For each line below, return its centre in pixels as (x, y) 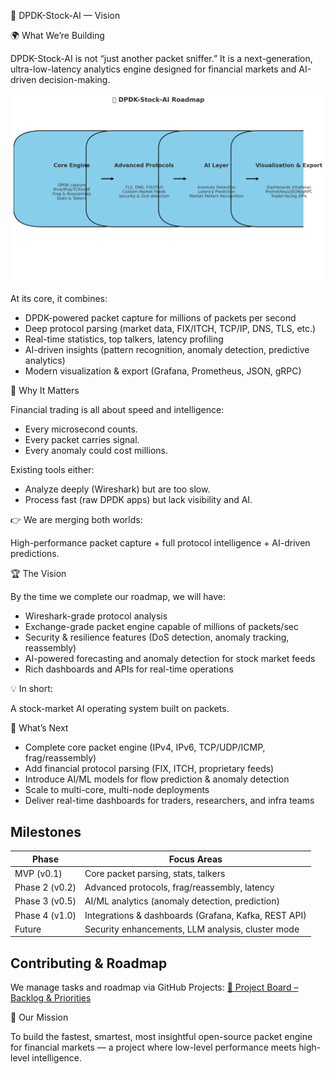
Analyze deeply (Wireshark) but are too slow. (117, 489)
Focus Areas (195, 859)
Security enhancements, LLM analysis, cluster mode (192, 929)
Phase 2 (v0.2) (45, 887)
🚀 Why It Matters (45, 391)
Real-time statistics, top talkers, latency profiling (124, 339)
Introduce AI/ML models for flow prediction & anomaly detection (157, 779)
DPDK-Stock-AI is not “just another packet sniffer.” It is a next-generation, (161, 58)
